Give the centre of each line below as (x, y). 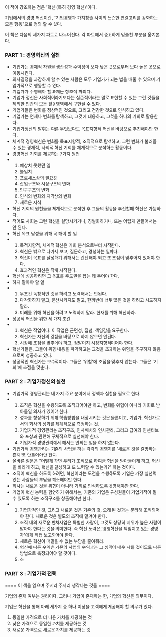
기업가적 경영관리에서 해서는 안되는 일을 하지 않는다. (70, 442)
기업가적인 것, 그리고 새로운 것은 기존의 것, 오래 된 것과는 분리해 (81, 510)
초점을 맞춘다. (36, 367)
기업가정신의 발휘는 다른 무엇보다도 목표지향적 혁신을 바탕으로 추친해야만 (83, 129)
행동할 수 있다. (48, 86)
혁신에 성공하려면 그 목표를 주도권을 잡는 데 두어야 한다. (66, 276)
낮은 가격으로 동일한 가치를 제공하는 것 (49, 623)
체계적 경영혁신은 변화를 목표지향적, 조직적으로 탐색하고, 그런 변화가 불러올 (84, 141)
